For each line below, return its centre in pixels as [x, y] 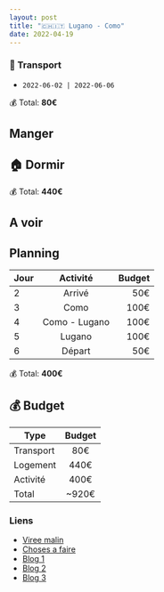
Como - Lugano [76, 322]
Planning [34, 253]
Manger [32, 134]
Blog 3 [34, 578]
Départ [76, 351]
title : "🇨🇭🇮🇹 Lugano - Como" [67, 26]
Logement [35, 465]
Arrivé [76, 293]
